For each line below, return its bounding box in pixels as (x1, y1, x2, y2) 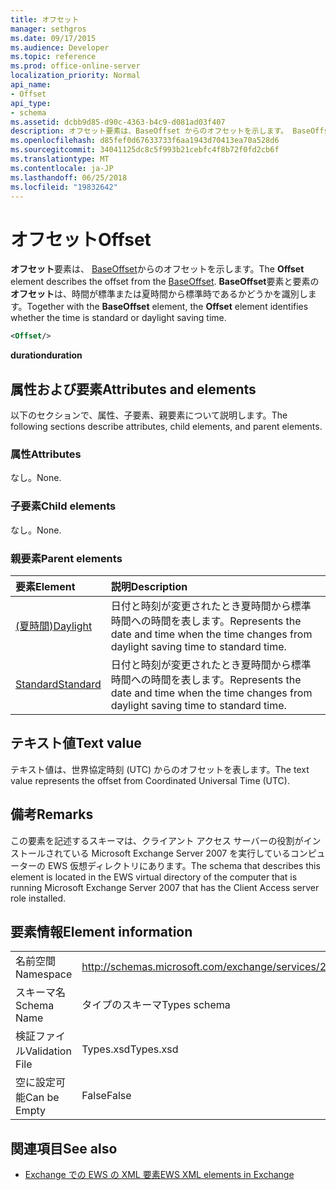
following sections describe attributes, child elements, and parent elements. (10, 421, 323, 432)
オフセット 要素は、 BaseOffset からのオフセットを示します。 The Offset (10, 263, 305, 275)
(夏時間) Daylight (15, 619, 93, 633)
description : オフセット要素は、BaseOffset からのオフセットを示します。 (10, 126, 289, 136)
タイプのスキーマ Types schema (81, 998, 231, 1012)
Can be (25, 1091, 60, 1105)
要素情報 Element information (10, 923, 193, 940)
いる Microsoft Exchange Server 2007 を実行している (71, 847, 291, 859)
